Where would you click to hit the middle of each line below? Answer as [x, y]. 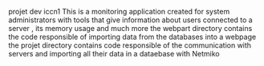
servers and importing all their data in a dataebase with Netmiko [114, 54]
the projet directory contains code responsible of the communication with [130, 45]
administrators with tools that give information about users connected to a [130, 20]
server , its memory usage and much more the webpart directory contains [130, 28]
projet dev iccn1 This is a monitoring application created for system [119, 12]
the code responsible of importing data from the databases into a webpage [132, 37]
